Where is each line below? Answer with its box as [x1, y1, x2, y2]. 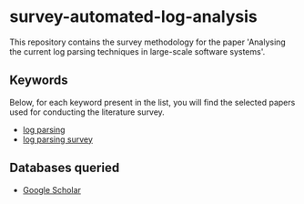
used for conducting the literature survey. [9, 107, 166, 117]
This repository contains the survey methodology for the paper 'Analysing [9, 36, 287, 47]
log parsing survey [22, 134, 94, 145]
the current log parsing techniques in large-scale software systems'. [9, 46, 266, 56]
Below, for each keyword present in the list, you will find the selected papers [9, 97, 296, 107]
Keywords [9, 73, 68, 88]
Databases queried [9, 160, 120, 176]
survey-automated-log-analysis [9, 6, 258, 27]
